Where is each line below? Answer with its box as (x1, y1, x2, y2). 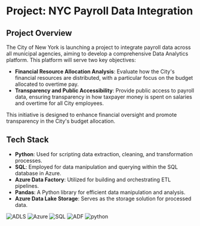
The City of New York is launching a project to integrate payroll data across (6, 44, 191, 51)
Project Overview (6, 28, 72, 38)
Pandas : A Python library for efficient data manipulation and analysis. (14, 188, 186, 196)
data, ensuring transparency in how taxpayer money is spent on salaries (14, 94, 192, 100)
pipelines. (14, 182, 39, 189)
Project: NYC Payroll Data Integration (6, 4, 193, 18)
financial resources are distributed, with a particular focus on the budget (14, 75, 193, 81)
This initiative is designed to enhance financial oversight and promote (6, 112, 177, 118)
